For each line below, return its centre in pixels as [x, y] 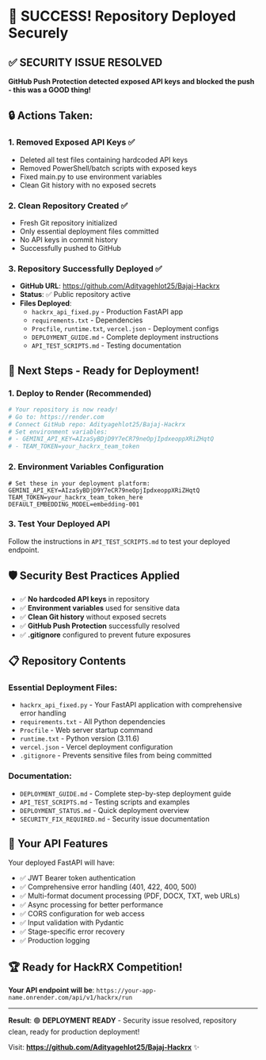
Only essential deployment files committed [89, 231]
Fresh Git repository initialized [68, 222]
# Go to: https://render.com [56, 417]
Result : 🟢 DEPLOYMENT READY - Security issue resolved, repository [123, 1020]
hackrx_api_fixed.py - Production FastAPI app [107, 312]
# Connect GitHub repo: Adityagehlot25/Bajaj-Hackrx [97, 424]
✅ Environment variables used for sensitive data [100, 607]
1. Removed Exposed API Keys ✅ [72, 142]
